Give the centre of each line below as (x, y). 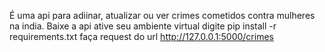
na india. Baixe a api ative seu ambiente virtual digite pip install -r (143, 26)
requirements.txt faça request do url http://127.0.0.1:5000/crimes (141, 36)
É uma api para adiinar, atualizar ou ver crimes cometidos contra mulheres (162, 15)
